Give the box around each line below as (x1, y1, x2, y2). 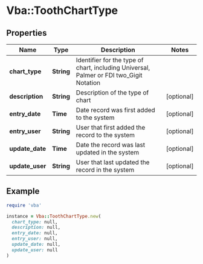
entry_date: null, (11, 230, 59, 236)
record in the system (76, 166, 135, 174)
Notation (76, 79, 101, 87)
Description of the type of (76, 88, 149, 97)
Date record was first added (76, 106, 155, 114)
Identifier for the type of (76, 56, 144, 64)
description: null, (11, 225, 61, 231)
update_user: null (11, 246, 59, 253)
